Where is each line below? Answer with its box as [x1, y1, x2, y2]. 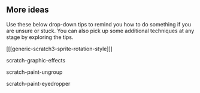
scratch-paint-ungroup [6, 68, 63, 76]
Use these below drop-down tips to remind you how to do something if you [6, 20, 192, 28]
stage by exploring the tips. [6, 33, 74, 41]
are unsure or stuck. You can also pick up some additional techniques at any [6, 27, 195, 34]
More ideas [6, 5, 49, 15]
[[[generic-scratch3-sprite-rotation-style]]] [6, 45, 113, 52]
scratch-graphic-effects [6, 56, 66, 64]
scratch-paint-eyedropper [6, 80, 71, 87]
